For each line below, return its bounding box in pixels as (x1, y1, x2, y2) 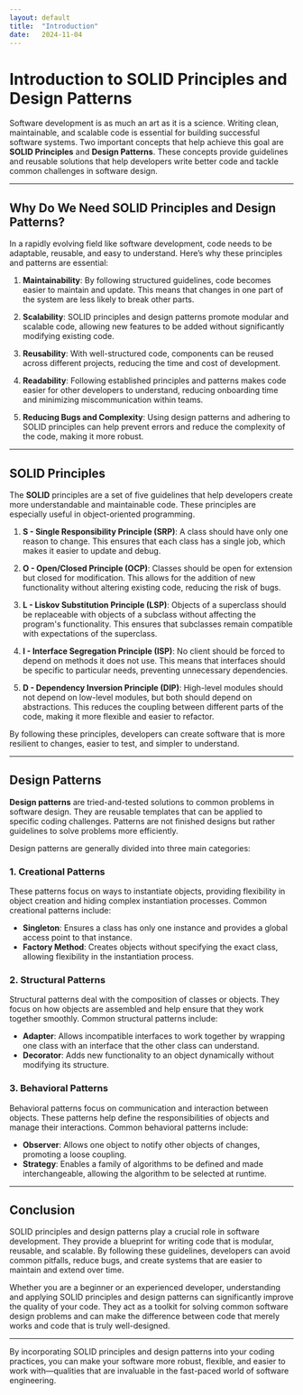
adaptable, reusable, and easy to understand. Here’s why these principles (9, 248, 283, 259)
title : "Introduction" (9, 22, 99, 31)
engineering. (9, 1375, 57, 1386)
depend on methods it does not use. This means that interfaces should (22, 655, 286, 665)
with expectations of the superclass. (22, 628, 158, 638)
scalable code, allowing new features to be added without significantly (22, 321, 285, 332)
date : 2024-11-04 (9, 30, 83, 39)
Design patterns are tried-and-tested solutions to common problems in (9, 796, 275, 807)
